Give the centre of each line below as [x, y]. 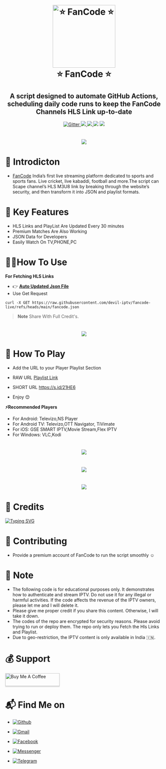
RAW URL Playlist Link [35, 377]
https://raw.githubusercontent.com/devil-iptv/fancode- [91, 303]
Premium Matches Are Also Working [50, 231]
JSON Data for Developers [40, 237]
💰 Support [28, 659]
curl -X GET [17, 303]
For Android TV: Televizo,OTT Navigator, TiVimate [63, 424]
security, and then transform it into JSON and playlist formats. [76, 192]
